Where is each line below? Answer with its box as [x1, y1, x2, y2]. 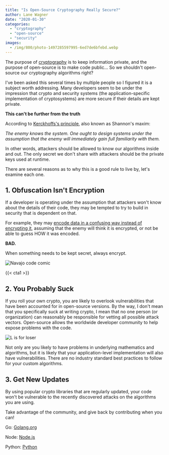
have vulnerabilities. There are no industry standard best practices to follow [5, 355, 162, 361]
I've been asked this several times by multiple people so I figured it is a [5, 79, 152, 85]
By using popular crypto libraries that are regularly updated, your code [5, 389, 152, 395]
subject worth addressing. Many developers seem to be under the [5, 84, 142, 91]
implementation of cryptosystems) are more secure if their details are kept [5, 96, 160, 102]
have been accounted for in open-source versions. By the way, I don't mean [5, 303, 163, 309]
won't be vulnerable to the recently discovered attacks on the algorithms [5, 394, 156, 400]
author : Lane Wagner [5, 12, 49, 17]
